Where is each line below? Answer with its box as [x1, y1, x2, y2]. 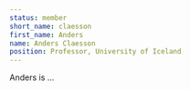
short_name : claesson [9, 22, 92, 31]
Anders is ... [9, 72, 55, 83]
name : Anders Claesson [9, 38, 96, 48]
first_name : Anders [9, 30, 84, 39]
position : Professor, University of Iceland [9, 47, 182, 56]
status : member [9, 13, 68, 23]
